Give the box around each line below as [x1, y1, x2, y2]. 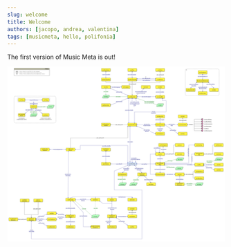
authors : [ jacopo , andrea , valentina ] [7, 26, 119, 33]
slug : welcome [7, 11, 48, 18]
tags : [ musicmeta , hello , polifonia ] [7, 33, 116, 40]
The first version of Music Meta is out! [7, 53, 115, 62]
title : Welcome [7, 18, 51, 26]
